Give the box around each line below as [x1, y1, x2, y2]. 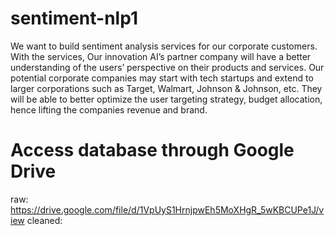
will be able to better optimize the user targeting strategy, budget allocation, [10, 93, 323, 105]
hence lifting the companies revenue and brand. [10, 103, 208, 116]
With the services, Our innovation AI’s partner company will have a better [10, 50, 312, 62]
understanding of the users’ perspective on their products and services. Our [10, 61, 325, 73]
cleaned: [26, 214, 63, 226]
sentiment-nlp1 [10, 7, 138, 30]
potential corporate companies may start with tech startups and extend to [10, 72, 314, 84]
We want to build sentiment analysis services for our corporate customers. [10, 40, 318, 52]
